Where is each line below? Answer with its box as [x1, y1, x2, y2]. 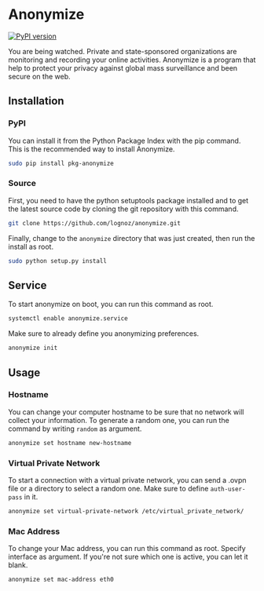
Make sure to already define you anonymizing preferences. [8, 329, 200, 338]
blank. [8, 560, 28, 570]
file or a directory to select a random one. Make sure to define [8, 483, 209, 493]
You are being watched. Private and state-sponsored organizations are [8, 46, 237, 56]
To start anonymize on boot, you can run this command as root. [8, 300, 214, 309]
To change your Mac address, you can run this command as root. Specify [8, 544, 246, 553]
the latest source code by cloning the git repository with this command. [8, 204, 239, 213]
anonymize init [8, 344, 58, 352]
